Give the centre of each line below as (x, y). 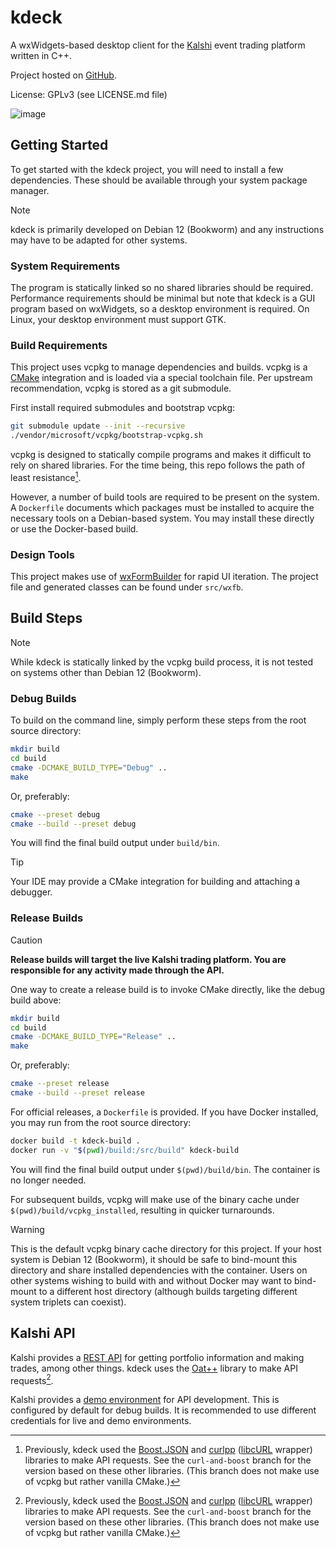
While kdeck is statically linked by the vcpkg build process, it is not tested (162, 662)
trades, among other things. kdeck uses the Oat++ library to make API (154, 1368)
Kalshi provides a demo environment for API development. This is (145, 1400)
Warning (27, 1229)
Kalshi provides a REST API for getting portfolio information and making (157, 1357)
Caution (26, 940)
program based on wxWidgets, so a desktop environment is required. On (160, 309)
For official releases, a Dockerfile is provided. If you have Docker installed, (164, 1112)
